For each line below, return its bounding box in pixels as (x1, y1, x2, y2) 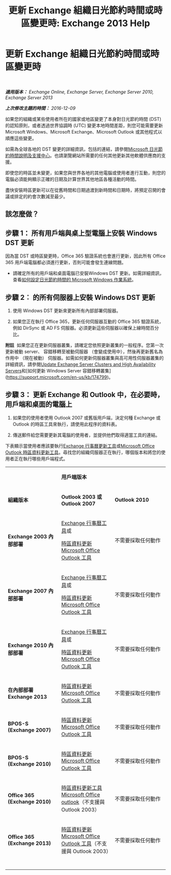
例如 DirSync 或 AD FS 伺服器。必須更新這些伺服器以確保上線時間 (12, 324, 150, 331)
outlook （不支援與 (61, 798, 105, 805)
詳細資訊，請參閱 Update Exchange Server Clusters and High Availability (5, 361, 156, 367)
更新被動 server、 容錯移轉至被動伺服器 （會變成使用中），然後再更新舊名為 (5, 348, 163, 355)
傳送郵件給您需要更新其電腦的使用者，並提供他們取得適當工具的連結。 (12, 432, 160, 438)
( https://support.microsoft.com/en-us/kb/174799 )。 (5, 374, 113, 380)
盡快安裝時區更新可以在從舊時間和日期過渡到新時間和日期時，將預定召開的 (5, 187, 161, 193)
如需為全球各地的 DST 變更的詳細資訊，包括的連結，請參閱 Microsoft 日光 (5, 146, 159, 152)
